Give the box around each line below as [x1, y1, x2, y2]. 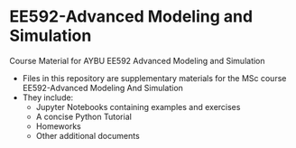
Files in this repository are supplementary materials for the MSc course [22, 72, 287, 83]
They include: [22, 92, 74, 103]
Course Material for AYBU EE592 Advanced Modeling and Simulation [9, 55, 265, 66]
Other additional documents [35, 130, 140, 141]
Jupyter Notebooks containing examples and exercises [35, 101, 241, 112]
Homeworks [35, 120, 81, 132]
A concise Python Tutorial [35, 111, 133, 122]
